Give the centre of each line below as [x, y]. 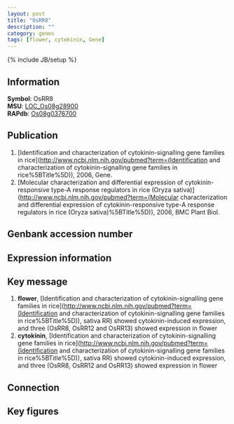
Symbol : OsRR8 [30, 98]
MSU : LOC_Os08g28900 [43, 106]
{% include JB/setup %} [42, 60]
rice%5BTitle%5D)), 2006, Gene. [65, 175]
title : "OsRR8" [29, 20]
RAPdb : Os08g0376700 [42, 114]
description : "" [31, 27]
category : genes [31, 33]
